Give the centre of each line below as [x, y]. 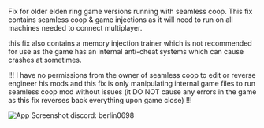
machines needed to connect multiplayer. [75, 28]
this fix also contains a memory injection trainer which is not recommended [130, 43]
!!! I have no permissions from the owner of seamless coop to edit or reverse [132, 75]
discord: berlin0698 [102, 115]
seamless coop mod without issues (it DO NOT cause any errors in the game [132, 92]
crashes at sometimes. [45, 60]
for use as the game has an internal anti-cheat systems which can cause [126, 51]
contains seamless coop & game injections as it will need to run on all [121, 20]
